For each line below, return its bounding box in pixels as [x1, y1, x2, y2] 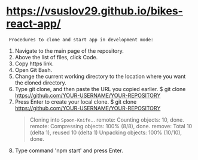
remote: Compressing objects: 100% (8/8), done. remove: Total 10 [29, 122, 193, 129]
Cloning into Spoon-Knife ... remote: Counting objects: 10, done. [29, 116, 184, 123]
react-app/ [6, 17, 61, 31]
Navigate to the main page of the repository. [14, 47, 124, 55]
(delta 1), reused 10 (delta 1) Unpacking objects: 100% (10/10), [29, 129, 182, 136]
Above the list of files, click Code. [14, 53, 98, 61]
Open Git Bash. [14, 66, 53, 73]
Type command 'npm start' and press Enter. [14, 147, 124, 154]
